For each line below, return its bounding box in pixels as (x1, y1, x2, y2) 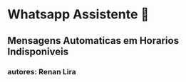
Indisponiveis (7, 45, 69, 57)
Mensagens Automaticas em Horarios (7, 35, 180, 47)
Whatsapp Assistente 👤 (7, 6, 150, 23)
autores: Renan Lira (7, 66, 76, 76)
